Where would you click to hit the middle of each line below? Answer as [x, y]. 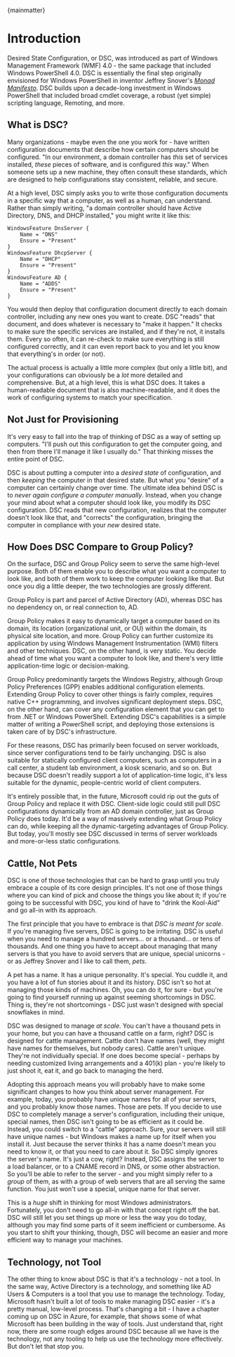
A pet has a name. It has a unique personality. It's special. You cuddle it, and [117, 975]
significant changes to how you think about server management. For [106, 1092]
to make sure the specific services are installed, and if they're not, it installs [116, 331]
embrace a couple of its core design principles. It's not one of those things [115, 888]
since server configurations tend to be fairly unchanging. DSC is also [107, 753]
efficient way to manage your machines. [65, 1240]
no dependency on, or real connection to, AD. [73, 607]
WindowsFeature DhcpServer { [50, 253]
